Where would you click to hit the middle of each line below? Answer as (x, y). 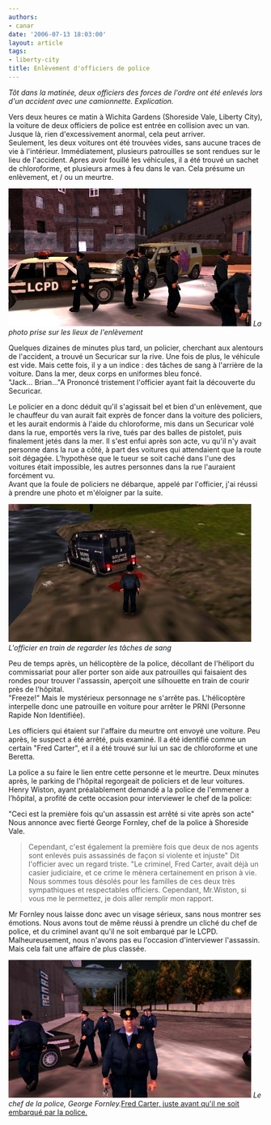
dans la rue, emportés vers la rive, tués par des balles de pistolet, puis (125, 432)
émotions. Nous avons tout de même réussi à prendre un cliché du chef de (133, 922)
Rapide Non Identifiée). (47, 715)
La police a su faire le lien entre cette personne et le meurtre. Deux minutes (134, 772)
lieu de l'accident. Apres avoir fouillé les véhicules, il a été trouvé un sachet (133, 160)
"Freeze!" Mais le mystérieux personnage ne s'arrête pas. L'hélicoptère (127, 698)
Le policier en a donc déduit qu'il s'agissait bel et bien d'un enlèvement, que (135, 406)
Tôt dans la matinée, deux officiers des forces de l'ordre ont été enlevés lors (135, 92)
